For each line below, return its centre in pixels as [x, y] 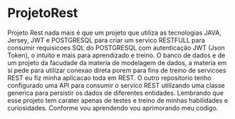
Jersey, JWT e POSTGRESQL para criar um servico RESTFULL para [106, 40]
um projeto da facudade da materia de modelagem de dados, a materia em [117, 62]
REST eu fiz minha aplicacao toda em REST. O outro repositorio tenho [109, 78]
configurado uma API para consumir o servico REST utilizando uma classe [116, 85]
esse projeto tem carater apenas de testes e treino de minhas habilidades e [118, 100]
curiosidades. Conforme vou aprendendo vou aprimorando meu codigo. [113, 108]
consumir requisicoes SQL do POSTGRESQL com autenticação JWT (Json [116, 47]
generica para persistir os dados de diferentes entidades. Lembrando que [116, 93]
